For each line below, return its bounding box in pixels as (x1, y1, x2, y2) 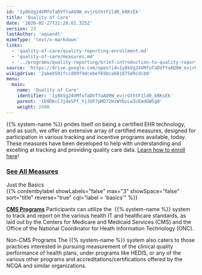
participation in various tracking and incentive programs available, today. (6, 133, 186, 140)
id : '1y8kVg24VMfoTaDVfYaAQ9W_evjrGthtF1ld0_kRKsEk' (6, 8, 141, 15)
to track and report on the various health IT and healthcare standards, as (6, 212, 186, 219)
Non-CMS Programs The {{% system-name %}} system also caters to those (6, 236, 195, 244)
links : (6, 43, 23, 49)
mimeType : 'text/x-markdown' (6, 37, 79, 43)
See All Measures (6, 167, 59, 176)
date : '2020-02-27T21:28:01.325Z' (6, 20, 93, 26)
